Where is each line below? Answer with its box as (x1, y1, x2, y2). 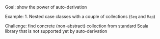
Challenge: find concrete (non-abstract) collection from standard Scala (5, 23, 149, 29)
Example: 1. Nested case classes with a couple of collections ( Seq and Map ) (5, 14, 156, 19)
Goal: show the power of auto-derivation (5, 4, 87, 10)
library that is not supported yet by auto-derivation (5, 28, 107, 34)
